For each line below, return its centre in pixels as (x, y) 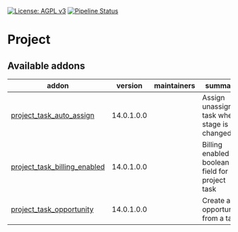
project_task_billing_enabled (58, 167)
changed (216, 133)
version (130, 85)
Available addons (46, 66)
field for (215, 171)
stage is (215, 124)
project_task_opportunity (52, 209)
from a (213, 218)
